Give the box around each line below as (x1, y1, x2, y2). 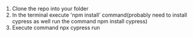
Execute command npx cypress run (11, 24, 101, 31)
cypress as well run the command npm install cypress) (11, 18, 148, 24)
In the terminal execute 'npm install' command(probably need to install (11, 11, 188, 18)
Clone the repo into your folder (11, 5, 89, 12)
